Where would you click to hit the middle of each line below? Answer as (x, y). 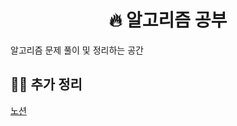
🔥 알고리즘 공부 (168, 20)
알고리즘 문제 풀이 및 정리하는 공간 (77, 50)
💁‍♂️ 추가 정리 (46, 84)
